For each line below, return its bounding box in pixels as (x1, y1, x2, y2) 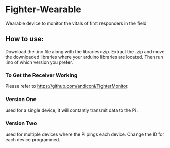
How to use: (5, 35, 44, 43)
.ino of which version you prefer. (5, 59, 73, 65)
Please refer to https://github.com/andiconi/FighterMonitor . (5, 83, 129, 89)
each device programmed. (5, 136, 61, 142)
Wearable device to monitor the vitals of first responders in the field (5, 20, 147, 26)
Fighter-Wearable (5, 4, 81, 15)
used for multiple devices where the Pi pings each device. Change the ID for (5, 131, 165, 137)
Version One (5, 95, 37, 103)
